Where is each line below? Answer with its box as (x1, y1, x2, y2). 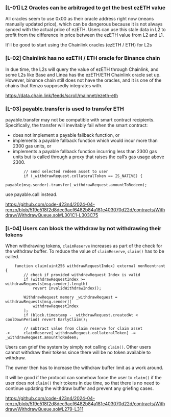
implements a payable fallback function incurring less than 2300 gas (12, 148, 157, 154)
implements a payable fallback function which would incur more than (12, 137, 158, 143)
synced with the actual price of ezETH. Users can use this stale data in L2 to (5, 27, 166, 33)
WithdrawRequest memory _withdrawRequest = (23, 295, 117, 300)
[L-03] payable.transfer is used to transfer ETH (5, 105, 124, 112)
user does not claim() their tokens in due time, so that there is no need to (5, 380, 160, 386)
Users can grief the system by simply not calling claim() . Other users (5, 344, 152, 350)
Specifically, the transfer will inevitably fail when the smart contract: (5, 122, 148, 128)
